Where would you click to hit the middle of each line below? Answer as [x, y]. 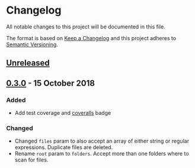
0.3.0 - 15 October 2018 [50, 83]
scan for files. [31, 160]
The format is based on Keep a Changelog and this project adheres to [91, 38]
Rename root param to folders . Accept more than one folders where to [102, 154]
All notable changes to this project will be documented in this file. [86, 27]
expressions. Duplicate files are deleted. [64, 147]
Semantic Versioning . [32, 44]
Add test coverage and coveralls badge [63, 113]
